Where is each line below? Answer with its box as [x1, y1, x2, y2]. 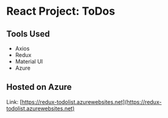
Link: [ [6, 98, 23, 105]
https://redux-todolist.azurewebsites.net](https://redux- [21, 98, 162, 105]
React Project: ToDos [6, 4, 115, 18]
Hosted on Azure [6, 82, 72, 92]
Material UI [15, 58, 43, 65]
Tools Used [6, 29, 50, 39]
